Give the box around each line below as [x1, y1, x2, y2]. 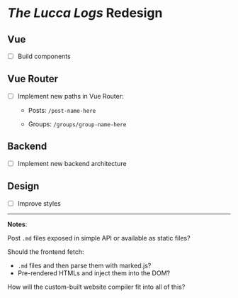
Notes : [7, 220, 28, 228]
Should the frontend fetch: [7, 247, 84, 256]
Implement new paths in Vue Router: [17, 92, 124, 100]
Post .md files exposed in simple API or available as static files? [7, 233, 191, 242]
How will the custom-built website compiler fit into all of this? [7, 282, 186, 291]
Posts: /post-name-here [28, 106, 96, 114]
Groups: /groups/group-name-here [28, 119, 127, 128]
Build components [17, 52, 71, 60]
